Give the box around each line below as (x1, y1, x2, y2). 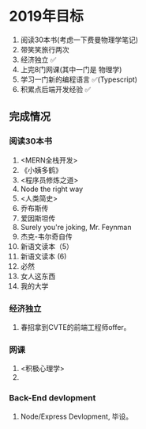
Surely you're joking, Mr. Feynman (20, 222, 132, 232)
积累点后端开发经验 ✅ (20, 84, 92, 94)
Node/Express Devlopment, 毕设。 (20, 412, 133, 421)
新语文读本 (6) (20, 251, 67, 261)
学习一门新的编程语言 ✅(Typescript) (20, 75, 137, 84)
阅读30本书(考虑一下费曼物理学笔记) (20, 35, 139, 44)
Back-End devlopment (9, 393, 96, 404)
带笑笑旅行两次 (20, 44, 69, 54)
